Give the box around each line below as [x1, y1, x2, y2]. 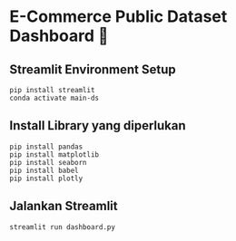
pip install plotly [9, 174, 84, 183]
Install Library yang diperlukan [9, 118, 186, 133]
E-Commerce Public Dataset [9, 6, 228, 27]
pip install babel [9, 166, 79, 175]
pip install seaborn [9, 158, 88, 167]
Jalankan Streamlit [9, 198, 118, 214]
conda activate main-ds [9, 93, 100, 102]
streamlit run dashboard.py [9, 222, 116, 232]
